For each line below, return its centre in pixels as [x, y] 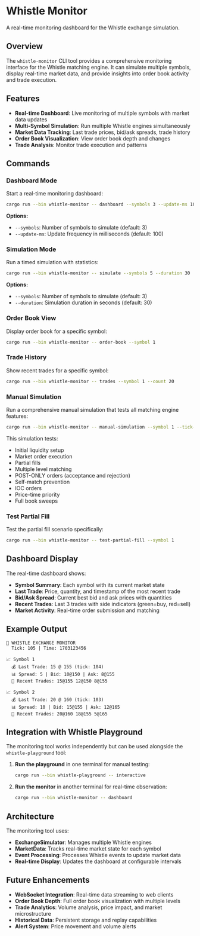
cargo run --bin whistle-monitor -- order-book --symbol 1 [81, 342]
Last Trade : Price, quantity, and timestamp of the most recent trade [97, 591]
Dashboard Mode [32, 181]
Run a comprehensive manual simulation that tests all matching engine [93, 409]
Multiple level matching [43, 469]
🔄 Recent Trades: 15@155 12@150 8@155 [60, 681]
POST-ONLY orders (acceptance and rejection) [73, 475]
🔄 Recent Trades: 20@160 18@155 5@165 [60, 714]
